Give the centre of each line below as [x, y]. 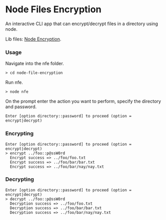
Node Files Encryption [53, 9]
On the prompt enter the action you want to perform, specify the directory [83, 102]
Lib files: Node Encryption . [33, 39]
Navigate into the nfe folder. [35, 64]
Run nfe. [14, 83]
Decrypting [20, 179]
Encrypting [19, 133]
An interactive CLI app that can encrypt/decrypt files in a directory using [82, 24]
